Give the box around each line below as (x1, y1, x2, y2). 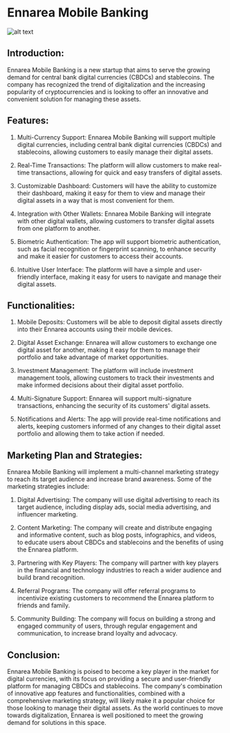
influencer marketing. (16, 510, 78, 519)
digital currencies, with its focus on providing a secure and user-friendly (7, 675, 211, 683)
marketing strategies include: (7, 482, 90, 490)
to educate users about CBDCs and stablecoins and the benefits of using (16, 538, 224, 547)
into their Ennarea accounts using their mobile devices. (16, 325, 173, 334)
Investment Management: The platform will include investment (16, 366, 194, 375)
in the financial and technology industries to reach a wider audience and (16, 566, 222, 574)
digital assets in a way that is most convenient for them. (16, 196, 175, 204)
